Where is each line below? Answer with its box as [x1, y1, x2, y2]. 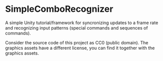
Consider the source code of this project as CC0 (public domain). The [5, 39, 149, 45]
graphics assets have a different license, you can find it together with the [5, 45, 155, 51]
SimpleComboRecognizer [5, 3, 114, 15]
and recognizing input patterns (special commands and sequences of [5, 25, 148, 30]
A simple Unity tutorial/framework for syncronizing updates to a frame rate [5, 20, 159, 26]
